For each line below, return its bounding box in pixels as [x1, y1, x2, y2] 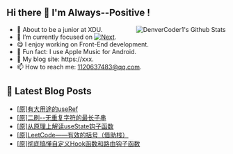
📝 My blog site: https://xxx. [16, 55, 95, 63]
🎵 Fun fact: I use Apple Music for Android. [16, 47, 137, 55]
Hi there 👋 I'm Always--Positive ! [6, 7, 151, 19]
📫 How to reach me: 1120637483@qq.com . [16, 62, 142, 71]
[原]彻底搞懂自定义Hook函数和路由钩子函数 [16, 139, 140, 148]
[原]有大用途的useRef [16, 105, 78, 113]
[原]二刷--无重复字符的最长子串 [16, 113, 106, 121]
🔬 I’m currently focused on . [16, 33, 117, 41]
